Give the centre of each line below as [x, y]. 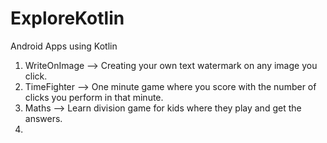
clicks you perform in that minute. [94, 97]
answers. [43, 118]
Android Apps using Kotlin [64, 46]
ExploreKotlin [67, 18]
